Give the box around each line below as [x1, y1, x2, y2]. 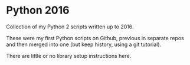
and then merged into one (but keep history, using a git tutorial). [6, 41, 162, 48]
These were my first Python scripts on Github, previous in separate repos [6, 34, 184, 41]
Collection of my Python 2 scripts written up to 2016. [6, 23, 134, 30]
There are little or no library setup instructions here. [6, 52, 132, 59]
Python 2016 [6, 4, 70, 17]
